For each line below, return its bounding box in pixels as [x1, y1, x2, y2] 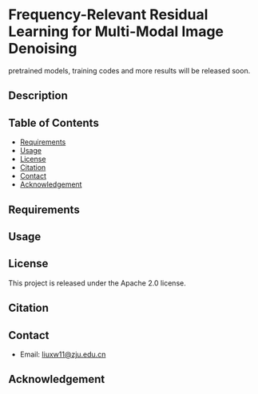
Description [8, 89, 68, 103]
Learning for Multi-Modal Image [8, 22, 224, 41]
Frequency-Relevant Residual [8, 6, 208, 24]
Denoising [8, 40, 77, 57]
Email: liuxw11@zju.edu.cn [19, 349, 106, 359]
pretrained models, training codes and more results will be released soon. [8, 65, 251, 75]
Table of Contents [8, 116, 100, 129]
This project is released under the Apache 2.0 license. [8, 278, 186, 288]
